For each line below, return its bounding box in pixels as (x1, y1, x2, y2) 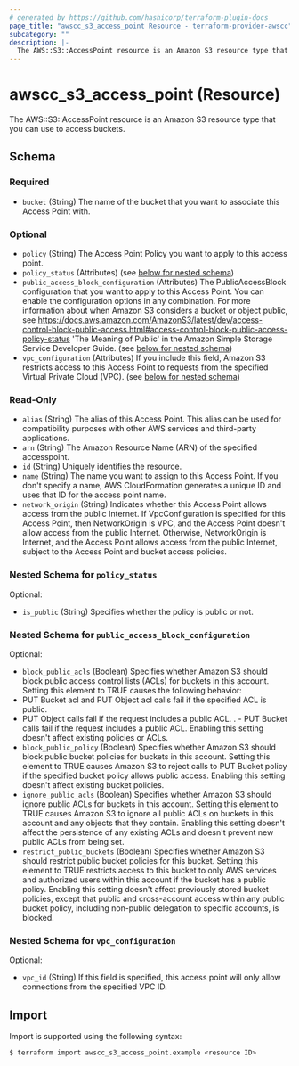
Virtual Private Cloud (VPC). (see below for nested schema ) (21, 372, 240, 382)
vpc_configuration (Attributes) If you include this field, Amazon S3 (21, 353, 266, 364)
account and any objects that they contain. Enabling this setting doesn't (21, 817, 286, 828)
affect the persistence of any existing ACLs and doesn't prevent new (21, 826, 274, 838)
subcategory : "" (9, 29, 69, 38)
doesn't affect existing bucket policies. (21, 779, 165, 790)
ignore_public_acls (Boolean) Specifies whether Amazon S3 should (21, 789, 272, 799)
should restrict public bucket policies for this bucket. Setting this (21, 855, 259, 865)
